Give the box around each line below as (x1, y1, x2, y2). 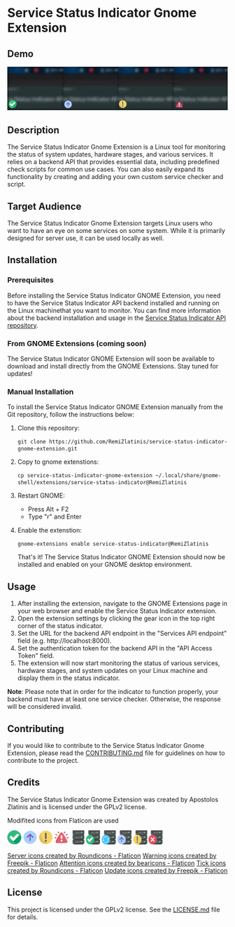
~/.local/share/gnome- (155, 472, 222, 479)
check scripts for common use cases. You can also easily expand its (7, 165, 204, 173)
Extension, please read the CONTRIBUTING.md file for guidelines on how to (7, 749, 225, 757)
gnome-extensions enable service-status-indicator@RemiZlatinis (17, 540, 209, 548)
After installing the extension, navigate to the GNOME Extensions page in (17, 599, 228, 608)
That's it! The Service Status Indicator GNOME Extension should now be (17, 553, 226, 561)
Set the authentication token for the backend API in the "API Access (17, 644, 213, 653)
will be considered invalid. (7, 702, 83, 711)
